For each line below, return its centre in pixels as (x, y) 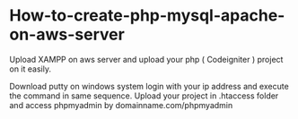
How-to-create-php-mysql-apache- (147, 16)
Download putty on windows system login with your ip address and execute (149, 86)
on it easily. (31, 69)
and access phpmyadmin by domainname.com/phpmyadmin (121, 105)
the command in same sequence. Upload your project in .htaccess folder (144, 96)
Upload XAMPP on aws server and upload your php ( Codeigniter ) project (146, 59)
